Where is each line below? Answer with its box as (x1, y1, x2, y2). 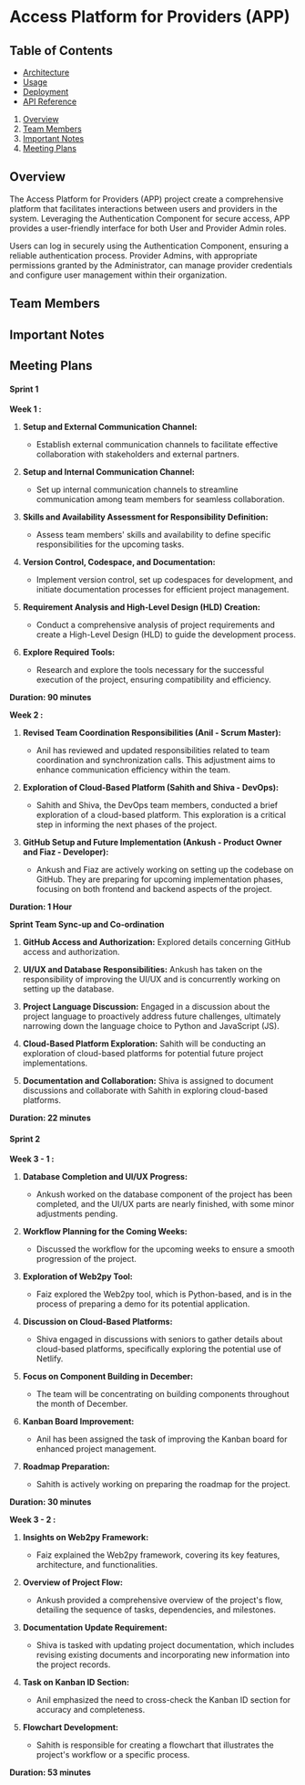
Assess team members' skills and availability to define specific (36, 530, 271, 541)
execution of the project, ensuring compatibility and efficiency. (36, 674, 271, 686)
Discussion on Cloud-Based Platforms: (22, 1317, 173, 1328)
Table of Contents (9, 43, 114, 58)
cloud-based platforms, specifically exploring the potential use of (36, 1344, 282, 1355)
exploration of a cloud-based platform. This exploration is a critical (36, 810, 287, 821)
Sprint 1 (9, 383, 39, 394)
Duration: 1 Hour (9, 901, 73, 912)
